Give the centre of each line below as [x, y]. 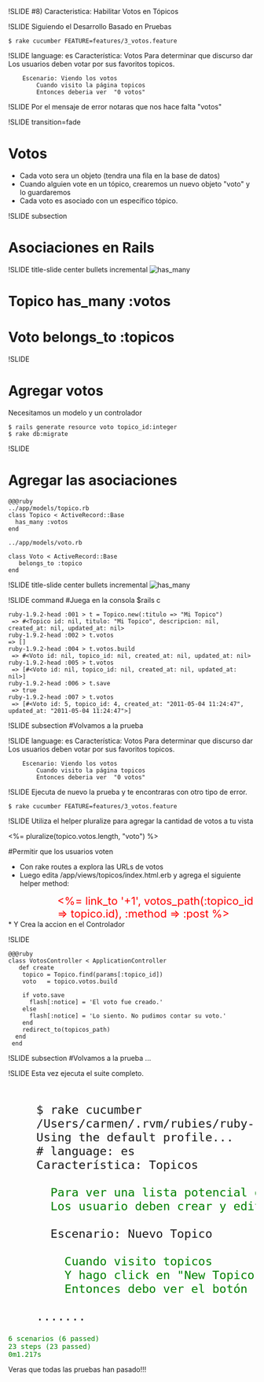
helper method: [44, 883]
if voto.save [44, 995]
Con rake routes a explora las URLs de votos [91, 867]
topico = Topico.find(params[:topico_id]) [93, 974]
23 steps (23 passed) [50, 1347]
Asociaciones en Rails [81, 248]
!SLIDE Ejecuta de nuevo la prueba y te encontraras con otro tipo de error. [128, 792]
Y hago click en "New [135, 1275]
